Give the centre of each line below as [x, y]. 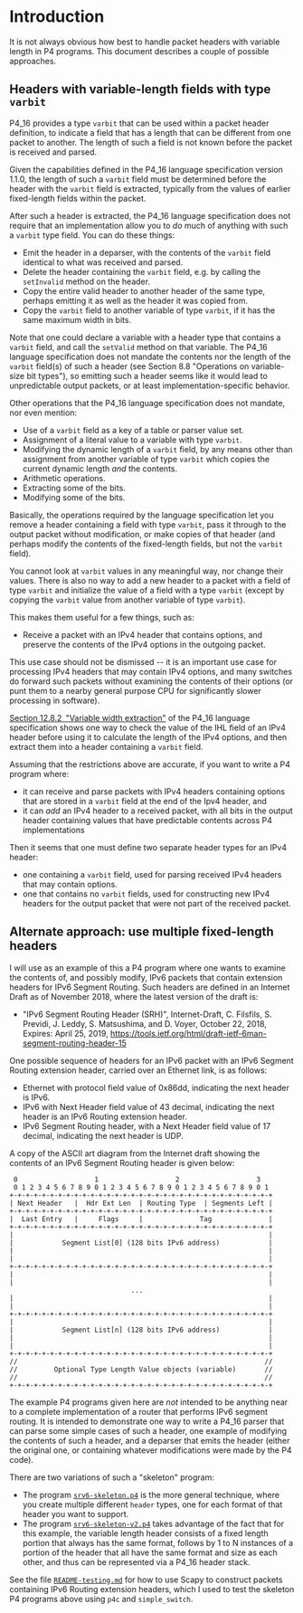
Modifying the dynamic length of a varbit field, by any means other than [157, 449]
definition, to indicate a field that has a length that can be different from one [150, 132]
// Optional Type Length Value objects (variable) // [141, 1369]
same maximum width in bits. [77, 319]
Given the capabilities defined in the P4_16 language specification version [146, 169]
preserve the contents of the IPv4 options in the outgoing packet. [144, 644]
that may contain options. [70, 884]
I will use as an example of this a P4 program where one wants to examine [148, 968]
